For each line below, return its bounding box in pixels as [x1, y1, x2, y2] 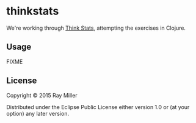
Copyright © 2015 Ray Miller [6, 91, 78, 99]
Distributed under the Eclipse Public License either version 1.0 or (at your [6, 103, 190, 110]
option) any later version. [6, 110, 69, 117]
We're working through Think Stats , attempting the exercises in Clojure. [6, 24, 186, 32]
